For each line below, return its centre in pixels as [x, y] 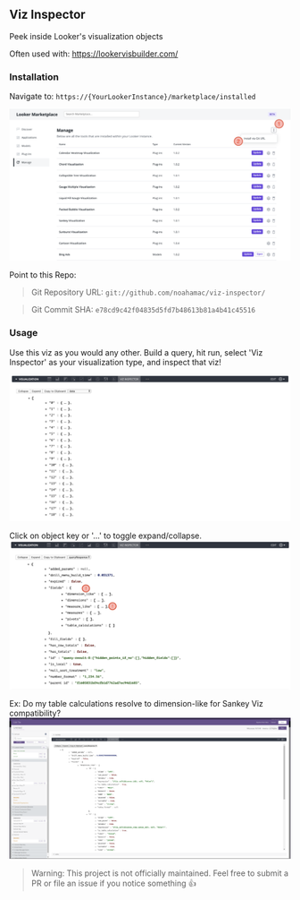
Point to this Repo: [43, 275]
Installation [34, 77]
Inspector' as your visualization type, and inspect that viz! [115, 362]
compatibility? [35, 713]
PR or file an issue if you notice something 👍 [113, 883]
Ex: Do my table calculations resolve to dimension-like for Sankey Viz [136, 704]
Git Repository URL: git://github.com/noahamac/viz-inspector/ [148, 292]
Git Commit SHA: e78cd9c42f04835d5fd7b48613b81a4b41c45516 [143, 310]
